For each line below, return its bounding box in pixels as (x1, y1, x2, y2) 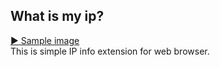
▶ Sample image (10, 34, 80, 46)
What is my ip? (10, 8, 105, 25)
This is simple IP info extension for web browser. (10, 45, 210, 57)
